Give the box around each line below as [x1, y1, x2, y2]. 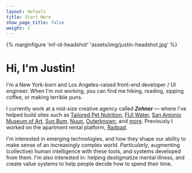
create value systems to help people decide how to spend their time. [6, 160, 173, 168]
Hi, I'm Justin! [6, 62, 75, 75]
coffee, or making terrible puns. [6, 94, 83, 101]
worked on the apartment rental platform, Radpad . [6, 124, 128, 131]
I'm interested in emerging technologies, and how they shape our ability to [6, 135, 187, 142]
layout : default [6, 8, 46, 15]
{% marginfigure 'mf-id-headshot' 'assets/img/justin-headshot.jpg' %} [6, 41, 178, 48]
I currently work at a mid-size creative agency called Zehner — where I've [6, 105, 187, 112]
